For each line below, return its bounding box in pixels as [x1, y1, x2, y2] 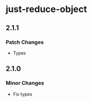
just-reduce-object [6, 4, 87, 15]
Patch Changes [6, 39, 44, 46]
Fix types [13, 91, 32, 97]
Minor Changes [6, 79, 44, 86]
